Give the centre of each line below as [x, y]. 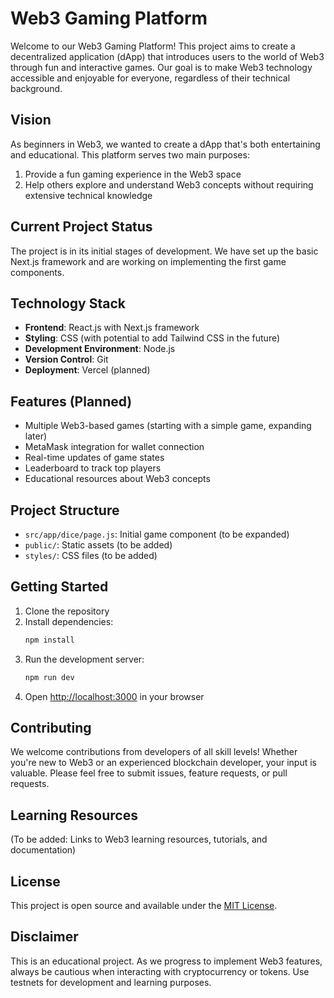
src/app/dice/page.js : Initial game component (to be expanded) [157, 534]
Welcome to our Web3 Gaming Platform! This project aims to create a [153, 46]
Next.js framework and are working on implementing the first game [148, 261]
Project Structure [65, 510]
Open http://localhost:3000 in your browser [114, 696]
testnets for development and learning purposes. [111, 982]
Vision [31, 120]
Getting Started [59, 587]
